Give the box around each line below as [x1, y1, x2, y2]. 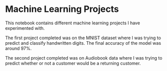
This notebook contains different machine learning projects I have [5, 20, 141, 26]
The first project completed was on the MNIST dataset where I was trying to [5, 35, 161, 41]
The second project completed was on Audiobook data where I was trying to [5, 55, 163, 61]
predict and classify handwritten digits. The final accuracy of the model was [5, 40, 161, 46]
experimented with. [5, 25, 45, 31]
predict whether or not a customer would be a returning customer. [5, 60, 141, 66]
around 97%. [5, 45, 32, 51]
